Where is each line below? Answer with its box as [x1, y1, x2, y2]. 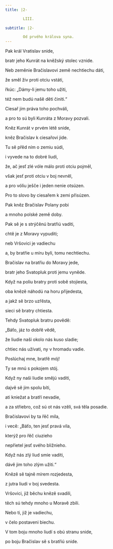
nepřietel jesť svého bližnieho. [5, 442, 67, 448]
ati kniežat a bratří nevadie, [5, 394, 60, 400]
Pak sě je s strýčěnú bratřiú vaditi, [5, 221, 75, 227]
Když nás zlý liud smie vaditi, [5, 452, 64, 458]
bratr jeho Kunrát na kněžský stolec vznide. [5, 58, 94, 64]
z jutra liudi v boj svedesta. [5, 481, 60, 487]
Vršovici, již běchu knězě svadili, [5, 490, 72, 496]
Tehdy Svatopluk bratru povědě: [5, 317, 71, 323]
